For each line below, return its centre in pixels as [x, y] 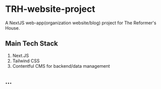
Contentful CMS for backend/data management [61, 66]
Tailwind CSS [26, 61]
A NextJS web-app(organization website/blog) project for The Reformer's [81, 23]
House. [12, 28]
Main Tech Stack [32, 44]
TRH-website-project [50, 9]
